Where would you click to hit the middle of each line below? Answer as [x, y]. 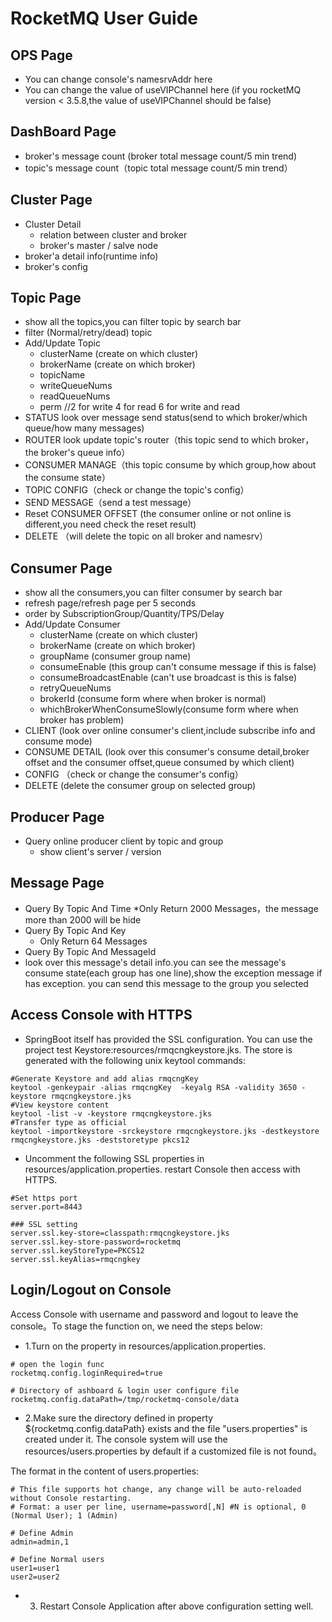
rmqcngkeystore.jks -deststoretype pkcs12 [100, 1140]
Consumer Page [61, 568]
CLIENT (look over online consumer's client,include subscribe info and [170, 731]
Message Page [57, 883]
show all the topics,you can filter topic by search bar [133, 322]
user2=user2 [35, 1577]
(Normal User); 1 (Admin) [64, 1515]
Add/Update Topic [62, 343]
